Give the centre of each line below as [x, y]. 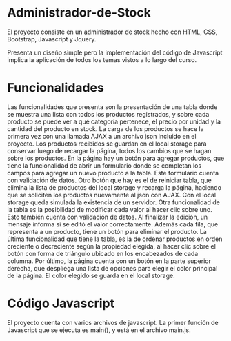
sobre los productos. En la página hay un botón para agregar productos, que [116, 158]
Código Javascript [61, 303]
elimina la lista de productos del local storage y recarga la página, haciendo [114, 187]
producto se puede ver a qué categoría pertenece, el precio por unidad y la [114, 121]
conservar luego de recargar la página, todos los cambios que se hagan [109, 150]
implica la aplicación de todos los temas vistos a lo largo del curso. [102, 59]
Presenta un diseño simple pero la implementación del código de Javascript [115, 52]
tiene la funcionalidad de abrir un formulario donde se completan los [104, 165]
